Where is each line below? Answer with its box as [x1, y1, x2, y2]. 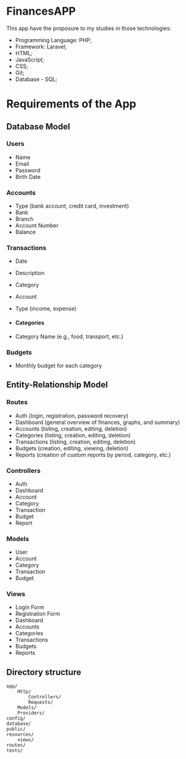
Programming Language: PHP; [15, 36, 92, 43]
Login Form [15, 603, 45, 611]
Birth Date [15, 173, 41, 180]
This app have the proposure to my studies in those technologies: [6, 25, 171, 32]
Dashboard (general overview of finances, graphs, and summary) [15, 418, 180, 426]
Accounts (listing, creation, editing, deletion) [15, 425, 127, 432]
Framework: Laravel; [15, 43, 67, 50]
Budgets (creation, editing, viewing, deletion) [15, 444, 128, 451]
